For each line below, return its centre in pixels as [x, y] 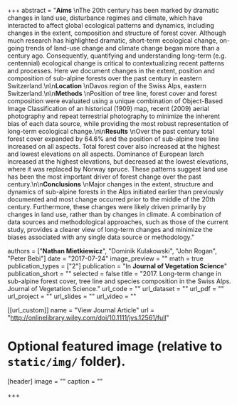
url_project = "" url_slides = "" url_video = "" [72, 296]
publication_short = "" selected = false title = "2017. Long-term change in [115, 274]
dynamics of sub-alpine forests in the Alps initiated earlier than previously [116, 192]
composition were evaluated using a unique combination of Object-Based [115, 101]
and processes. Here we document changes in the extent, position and [111, 71]
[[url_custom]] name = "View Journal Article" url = [81, 310]
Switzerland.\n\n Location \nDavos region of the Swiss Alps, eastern [107, 86]
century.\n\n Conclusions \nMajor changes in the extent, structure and [110, 184]
